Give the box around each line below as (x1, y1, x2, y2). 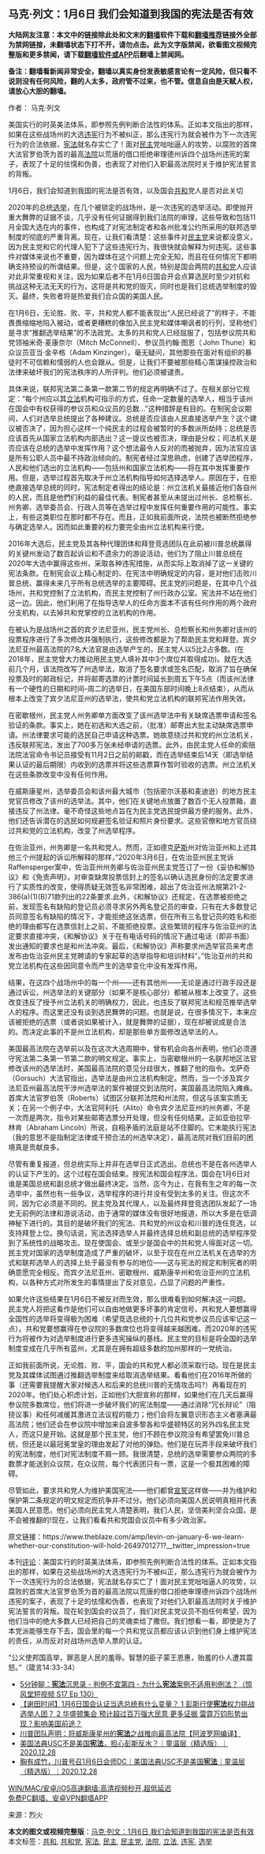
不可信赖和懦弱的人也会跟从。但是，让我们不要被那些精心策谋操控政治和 (21, 357, 257, 367)
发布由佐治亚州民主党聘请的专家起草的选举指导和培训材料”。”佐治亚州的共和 (8, 951, 253, 960)
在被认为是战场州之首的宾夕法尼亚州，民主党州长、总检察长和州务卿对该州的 (8, 624, 257, 634)
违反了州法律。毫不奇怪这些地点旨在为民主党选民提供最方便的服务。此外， (14, 806, 257, 815)
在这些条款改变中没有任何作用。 (8, 769, 112, 779)
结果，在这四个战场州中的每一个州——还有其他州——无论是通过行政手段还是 (8, 977, 257, 987)
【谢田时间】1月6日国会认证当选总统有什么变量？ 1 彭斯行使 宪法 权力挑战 (19, 1699, 255, 1708)
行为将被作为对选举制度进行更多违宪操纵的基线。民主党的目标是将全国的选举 (8, 1333, 257, 1343)
